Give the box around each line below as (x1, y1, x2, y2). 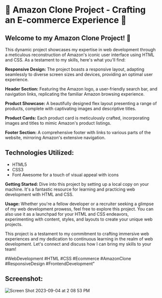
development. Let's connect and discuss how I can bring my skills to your (5, 241, 151, 247)
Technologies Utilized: (5, 149, 74, 157)
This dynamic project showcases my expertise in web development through (5, 47, 156, 52)
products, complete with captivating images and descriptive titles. (5, 106, 136, 111)
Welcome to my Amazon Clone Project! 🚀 (5, 34, 131, 42)
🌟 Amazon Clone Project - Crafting (5, 4, 146, 15)
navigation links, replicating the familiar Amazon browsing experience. (5, 91, 145, 97)
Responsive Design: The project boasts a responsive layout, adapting (5, 66, 145, 72)
